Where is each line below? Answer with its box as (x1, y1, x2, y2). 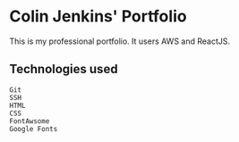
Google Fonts (9, 124, 58, 133)
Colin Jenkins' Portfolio (9, 6, 187, 27)
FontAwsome (9, 116, 50, 126)
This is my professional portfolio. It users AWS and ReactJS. (9, 36, 231, 46)
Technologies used (9, 62, 118, 77)
